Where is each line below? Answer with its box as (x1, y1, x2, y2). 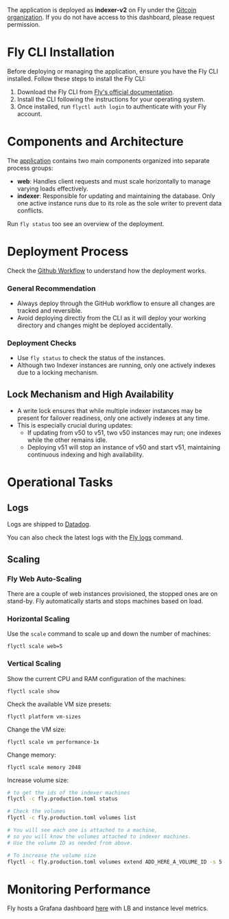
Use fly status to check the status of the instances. (16, 354, 166, 362)
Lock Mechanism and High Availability (7, 388, 174, 400)
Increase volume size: (7, 776, 69, 784)
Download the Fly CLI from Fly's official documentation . (16, 87, 175, 96)
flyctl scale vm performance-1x (7, 738, 99, 745)
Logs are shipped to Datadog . (7, 520, 91, 529)
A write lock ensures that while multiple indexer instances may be (16, 407, 202, 415)
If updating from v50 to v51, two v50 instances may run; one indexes (27, 429, 221, 437)
